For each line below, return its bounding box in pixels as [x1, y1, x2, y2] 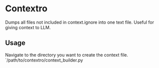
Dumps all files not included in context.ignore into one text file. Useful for [5, 19, 155, 25]
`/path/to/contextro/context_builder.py [5, 57, 83, 63]
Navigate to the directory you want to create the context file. [5, 52, 128, 58]
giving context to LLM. [5, 24, 51, 30]
